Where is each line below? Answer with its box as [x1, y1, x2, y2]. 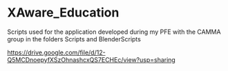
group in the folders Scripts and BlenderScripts [7, 34, 142, 43]
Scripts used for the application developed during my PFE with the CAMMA [7, 28, 221, 36]
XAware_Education [7, 5, 120, 21]
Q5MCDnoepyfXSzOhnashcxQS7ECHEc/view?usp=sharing [7, 55, 176, 63]
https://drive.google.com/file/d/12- [7, 48, 106, 57]
